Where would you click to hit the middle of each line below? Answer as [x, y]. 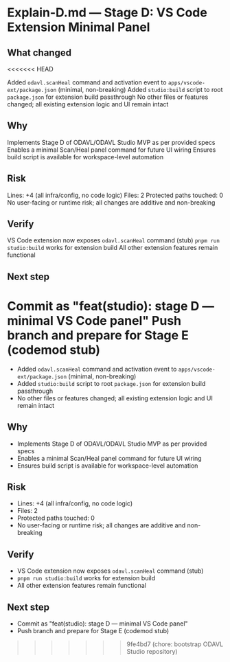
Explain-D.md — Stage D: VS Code [107, 13]
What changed [39, 53]
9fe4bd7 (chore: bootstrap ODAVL [175, 644]
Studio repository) [152, 652]
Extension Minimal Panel [79, 27]
